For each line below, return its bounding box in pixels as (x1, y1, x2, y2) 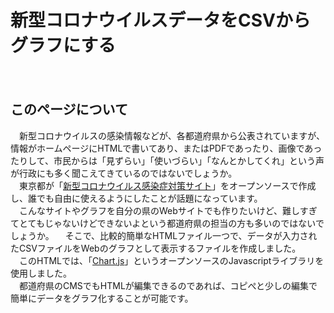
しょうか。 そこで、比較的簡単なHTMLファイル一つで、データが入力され (10, 229, 318, 241)
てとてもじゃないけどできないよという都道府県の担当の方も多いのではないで (10, 217, 325, 229)
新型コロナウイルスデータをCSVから (10, 9, 311, 32)
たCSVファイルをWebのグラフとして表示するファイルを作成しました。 (10, 242, 302, 254)
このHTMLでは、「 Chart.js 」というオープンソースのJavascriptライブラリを (18, 254, 325, 266)
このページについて (10, 101, 128, 118)
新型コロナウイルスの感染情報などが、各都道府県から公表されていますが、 (18, 129, 326, 141)
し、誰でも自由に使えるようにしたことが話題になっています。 (10, 192, 263, 204)
